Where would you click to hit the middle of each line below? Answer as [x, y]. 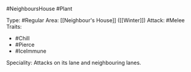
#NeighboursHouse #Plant [39, 9]
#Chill [22, 38]
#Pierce [25, 45]
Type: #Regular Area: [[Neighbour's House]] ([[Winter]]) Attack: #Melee [95, 20]
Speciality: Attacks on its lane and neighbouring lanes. [74, 63]
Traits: [14, 27]
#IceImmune [31, 51]
